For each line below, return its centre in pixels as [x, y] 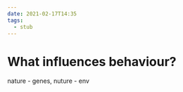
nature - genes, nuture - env [49, 81]
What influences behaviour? [92, 61]
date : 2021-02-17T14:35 [42, 14]
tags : [15, 20]
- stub [23, 27]
